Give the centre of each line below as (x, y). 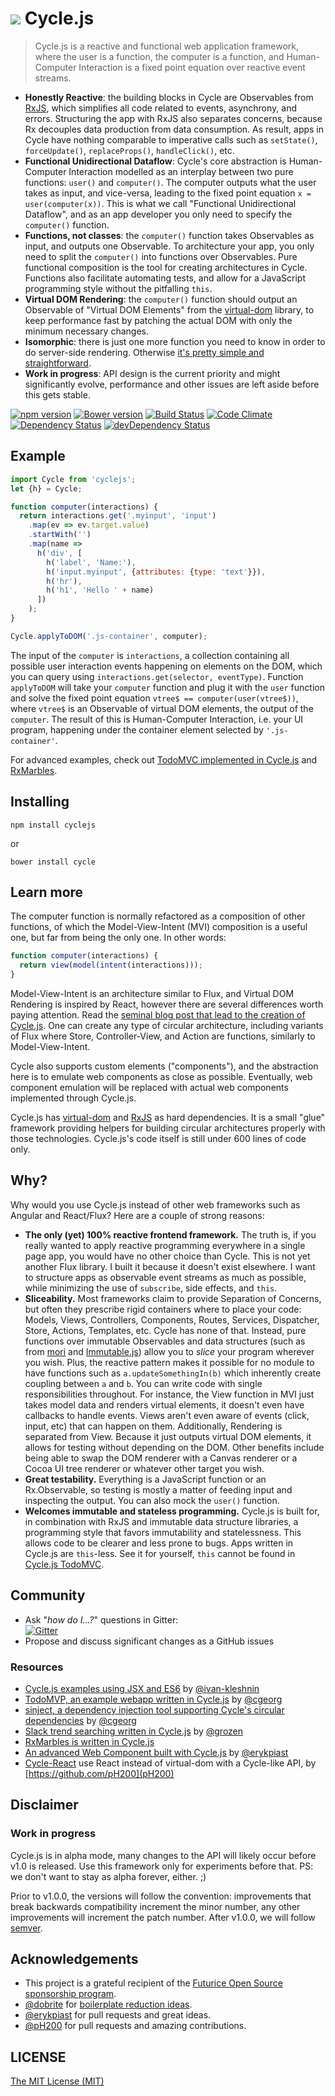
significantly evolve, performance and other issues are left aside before (172, 384)
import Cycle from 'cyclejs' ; (73, 479)
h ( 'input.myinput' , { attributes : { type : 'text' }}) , (156, 572)
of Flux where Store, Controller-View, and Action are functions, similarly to (163, 1036)
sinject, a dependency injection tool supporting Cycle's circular (154, 1709)
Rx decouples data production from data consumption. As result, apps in (174, 129)
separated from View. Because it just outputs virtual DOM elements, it (168, 1436)
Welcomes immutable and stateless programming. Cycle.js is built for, (172, 1511)
